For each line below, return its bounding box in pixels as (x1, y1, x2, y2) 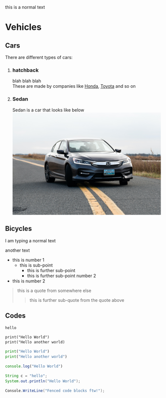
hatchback (12, 66, 39, 73)
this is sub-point (19, 262, 53, 268)
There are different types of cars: (5, 55, 73, 60)
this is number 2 (12, 278, 45, 284)
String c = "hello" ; (5, 373, 48, 378)
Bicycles (5, 225, 32, 233)
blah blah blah (12, 78, 41, 84)
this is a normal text (5, 4, 45, 10)
